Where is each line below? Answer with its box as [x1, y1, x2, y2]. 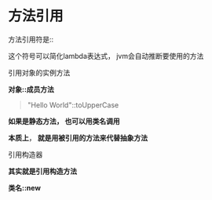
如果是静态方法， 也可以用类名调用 [8, 116, 120, 125]
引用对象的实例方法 [8, 67, 71, 77]
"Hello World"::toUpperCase [27, 100, 119, 110]
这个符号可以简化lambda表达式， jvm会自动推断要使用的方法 [8, 51, 204, 60]
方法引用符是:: [8, 35, 54, 44]
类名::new [8, 183, 42, 192]
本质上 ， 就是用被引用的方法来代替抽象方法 [8, 133, 148, 142]
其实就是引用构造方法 [8, 166, 77, 176]
